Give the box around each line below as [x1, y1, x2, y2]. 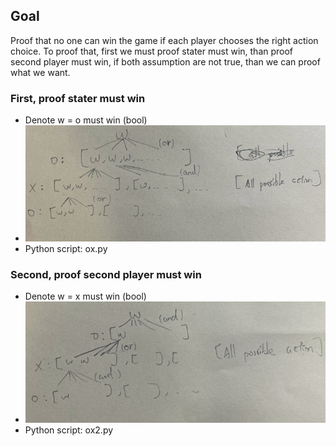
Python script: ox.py [24, 243, 108, 255]
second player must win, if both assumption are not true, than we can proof [10, 55, 321, 68]
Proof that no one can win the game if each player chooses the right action [10, 34, 319, 46]
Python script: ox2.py [24, 424, 114, 436]
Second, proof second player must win [10, 267, 202, 281]
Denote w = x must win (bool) [24, 290, 147, 303]
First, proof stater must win [10, 91, 146, 105]
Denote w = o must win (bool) [24, 114, 148, 126]
